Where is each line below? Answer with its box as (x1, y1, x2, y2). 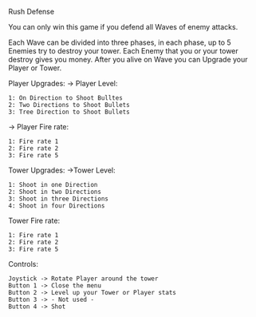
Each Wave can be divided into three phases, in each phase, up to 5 (8, 38, 231, 47)
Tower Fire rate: (8, 216, 61, 225)
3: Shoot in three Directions (8, 195, 109, 203)
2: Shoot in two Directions (8, 188, 102, 196)
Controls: (8, 260, 38, 268)
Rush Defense (8, 7, 54, 16)
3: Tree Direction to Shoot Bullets (8, 108, 130, 116)
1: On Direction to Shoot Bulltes (8, 94, 124, 102)
